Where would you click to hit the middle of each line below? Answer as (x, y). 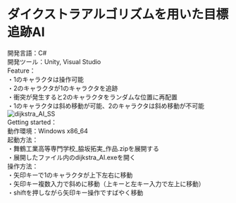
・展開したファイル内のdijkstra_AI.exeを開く (72, 157)
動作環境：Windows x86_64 (48, 130)
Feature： (21, 70)
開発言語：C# (27, 53)
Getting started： (32, 122)
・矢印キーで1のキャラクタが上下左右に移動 (70, 175)
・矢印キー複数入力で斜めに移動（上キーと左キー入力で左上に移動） (106, 183)
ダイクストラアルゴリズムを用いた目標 (118, 14)
